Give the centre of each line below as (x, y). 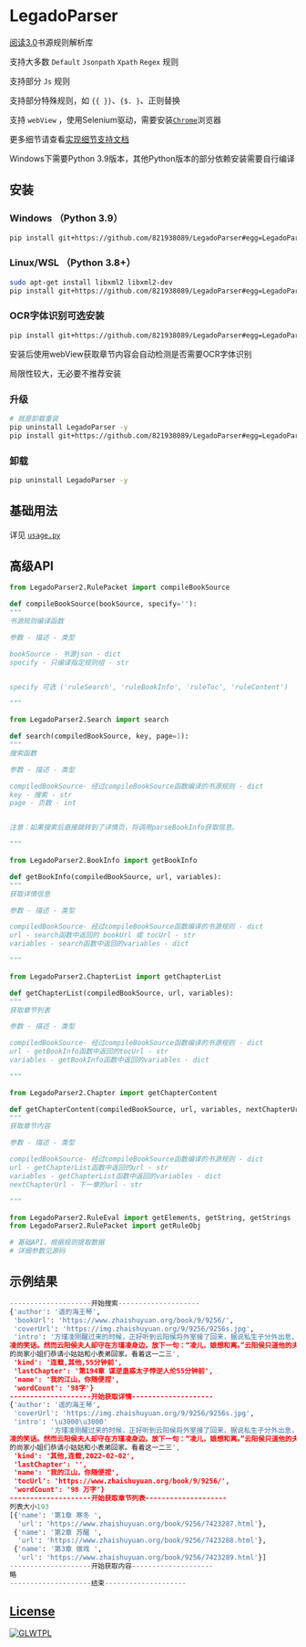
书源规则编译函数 (37, 621)
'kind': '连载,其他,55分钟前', (68, 1362)
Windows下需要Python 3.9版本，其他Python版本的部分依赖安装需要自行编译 (152, 158)
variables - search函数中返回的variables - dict (99, 944)
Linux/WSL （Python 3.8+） (73, 263)
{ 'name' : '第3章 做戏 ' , (58, 1549)
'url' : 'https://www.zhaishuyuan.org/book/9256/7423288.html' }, (142, 1541)
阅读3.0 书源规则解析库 (51, 42)
